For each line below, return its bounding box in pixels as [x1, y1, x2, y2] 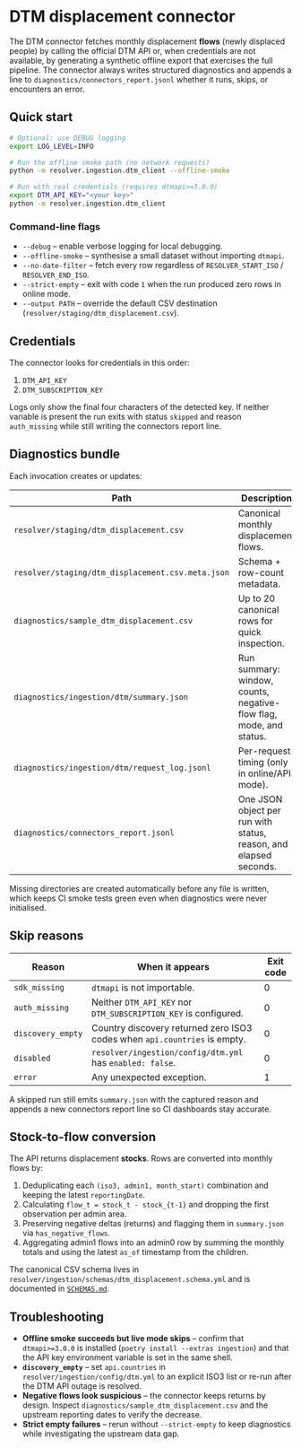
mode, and [237, 719, 284, 731]
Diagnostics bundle [9, 447, 121, 462]
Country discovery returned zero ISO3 [90, 1021, 253, 1034]
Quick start [9, 109, 73, 125]
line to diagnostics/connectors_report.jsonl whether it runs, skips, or [9, 74, 269, 84]
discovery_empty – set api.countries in [21, 1362, 166, 1373]
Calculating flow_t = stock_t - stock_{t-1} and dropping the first [21, 1199, 270, 1210]
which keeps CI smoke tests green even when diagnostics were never [9, 893, 267, 903]
